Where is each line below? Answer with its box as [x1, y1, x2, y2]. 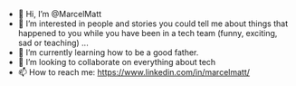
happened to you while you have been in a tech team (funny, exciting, [17, 28, 278, 38]
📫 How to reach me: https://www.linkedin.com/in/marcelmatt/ [17, 67, 251, 77]
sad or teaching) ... [17, 37, 89, 48]
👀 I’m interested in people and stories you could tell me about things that [17, 18, 288, 29]
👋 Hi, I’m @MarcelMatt [17, 9, 102, 19]
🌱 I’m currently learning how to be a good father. [17, 47, 199, 58]
